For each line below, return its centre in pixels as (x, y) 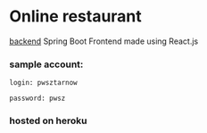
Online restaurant (76, 17)
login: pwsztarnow (43, 83)
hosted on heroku (48, 121)
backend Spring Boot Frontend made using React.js (104, 41)
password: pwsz (37, 99)
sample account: (46, 64)
